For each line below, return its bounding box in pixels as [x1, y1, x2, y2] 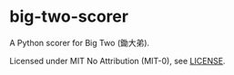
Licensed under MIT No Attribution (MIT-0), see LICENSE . [9, 55, 226, 66]
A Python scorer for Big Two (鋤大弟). [9, 37, 150, 48]
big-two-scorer [9, 6, 129, 27]
